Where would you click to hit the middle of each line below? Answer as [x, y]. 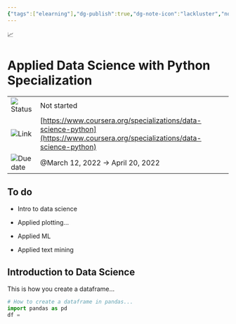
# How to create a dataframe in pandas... [70, 302]
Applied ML [34, 236]
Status [21, 108]
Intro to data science [47, 209]
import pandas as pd [38, 309]
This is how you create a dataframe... [61, 289]
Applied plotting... [43, 223]
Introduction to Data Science [71, 272]
